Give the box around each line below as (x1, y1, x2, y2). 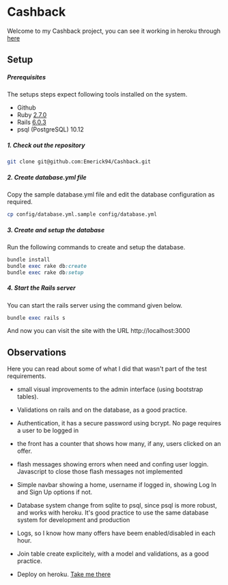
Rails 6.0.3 (16, 118, 46, 127)
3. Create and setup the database (7, 225, 105, 234)
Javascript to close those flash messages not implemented (16, 467, 183, 476)
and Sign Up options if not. (16, 488, 93, 497)
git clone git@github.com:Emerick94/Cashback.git (7, 158, 152, 165)
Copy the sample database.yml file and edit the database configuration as (7, 190, 215, 199)
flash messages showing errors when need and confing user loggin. (16, 460, 209, 469)
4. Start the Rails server (7, 284, 76, 292)
